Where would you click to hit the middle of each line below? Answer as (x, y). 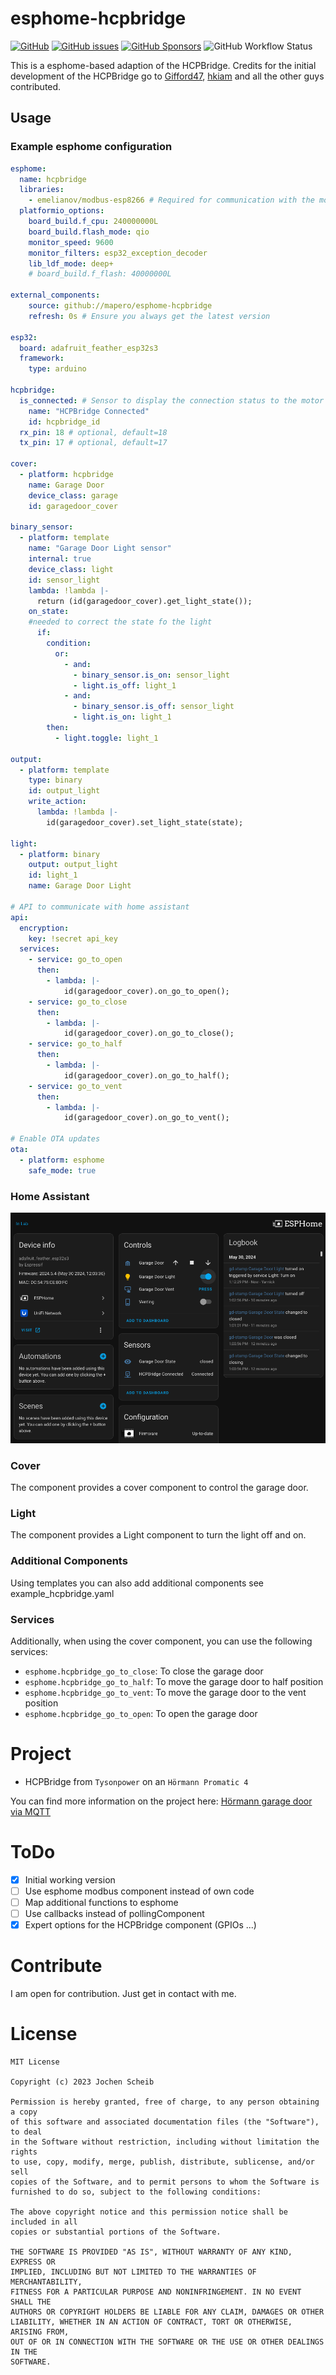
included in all (44, 2222)
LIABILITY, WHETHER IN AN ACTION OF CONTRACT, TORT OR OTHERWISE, (151, 2322)
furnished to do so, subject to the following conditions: (136, 2192)
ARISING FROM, (40, 2332)
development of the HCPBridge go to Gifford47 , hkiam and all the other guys (167, 76)
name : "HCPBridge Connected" (89, 411)
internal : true (60, 559)
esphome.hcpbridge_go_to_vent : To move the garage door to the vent (165, 1693)
